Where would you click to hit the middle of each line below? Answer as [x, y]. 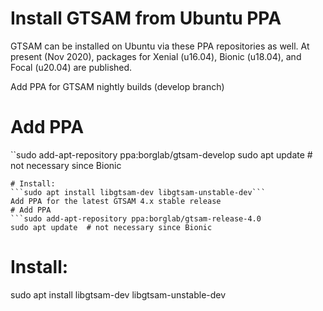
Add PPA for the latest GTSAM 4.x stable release [116, 201]
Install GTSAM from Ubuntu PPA [146, 18]
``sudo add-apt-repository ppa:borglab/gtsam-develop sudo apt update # [161, 154]
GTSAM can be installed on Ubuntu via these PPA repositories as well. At [160, 46]
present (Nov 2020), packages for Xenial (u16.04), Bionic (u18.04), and [156, 56]
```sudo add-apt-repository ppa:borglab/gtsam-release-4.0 [136, 218]
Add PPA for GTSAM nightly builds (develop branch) [117, 86]
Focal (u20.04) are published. [71, 67]
